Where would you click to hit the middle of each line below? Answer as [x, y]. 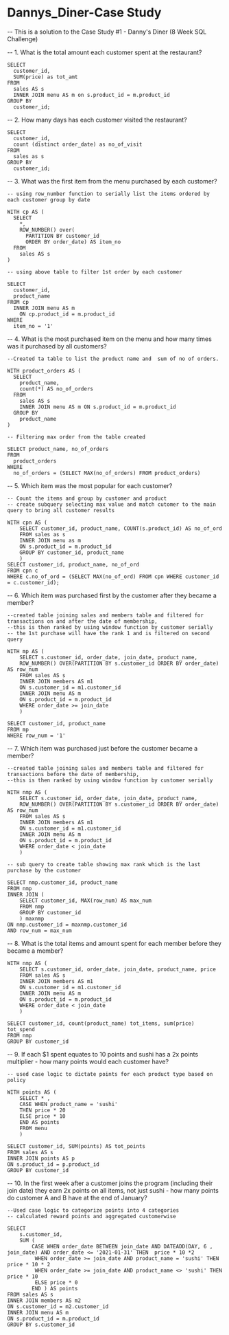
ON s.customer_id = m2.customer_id [58, 1306]
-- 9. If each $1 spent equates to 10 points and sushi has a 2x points [103, 1054]
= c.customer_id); [33, 582]
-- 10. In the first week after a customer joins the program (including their [110, 1183]
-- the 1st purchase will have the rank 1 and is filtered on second [109, 633]
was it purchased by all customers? [57, 346]
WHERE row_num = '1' [37, 736]
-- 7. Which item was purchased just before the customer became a [103, 748]
